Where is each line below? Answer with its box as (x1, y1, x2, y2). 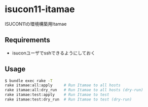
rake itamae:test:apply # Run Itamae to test (5, 92, 109, 97)
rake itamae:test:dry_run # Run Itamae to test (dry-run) (5, 97, 132, 102)
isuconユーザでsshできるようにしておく (12, 49, 96, 56)
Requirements (5, 36, 50, 44)
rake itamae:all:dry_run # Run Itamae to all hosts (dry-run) (5, 87, 143, 93)
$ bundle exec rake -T (5, 78, 53, 83)
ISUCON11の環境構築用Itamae (5, 21, 67, 27)
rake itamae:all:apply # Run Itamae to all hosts (5, 83, 121, 88)
